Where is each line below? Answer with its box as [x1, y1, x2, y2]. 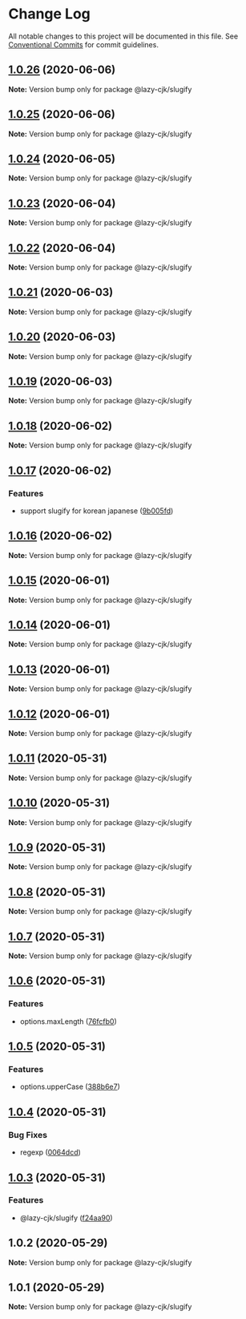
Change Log [8, 5, 91, 23]
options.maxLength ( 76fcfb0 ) [19, 1016, 118, 1026]
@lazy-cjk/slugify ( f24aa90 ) [19, 1212, 114, 1223]
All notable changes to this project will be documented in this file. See [8, 31, 239, 41]
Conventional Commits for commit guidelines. [8, 39, 159, 49]
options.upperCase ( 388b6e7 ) [19, 1082, 120, 1091]
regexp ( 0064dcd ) [19, 1147, 82, 1157]
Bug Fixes [8, 1129, 48, 1140]
